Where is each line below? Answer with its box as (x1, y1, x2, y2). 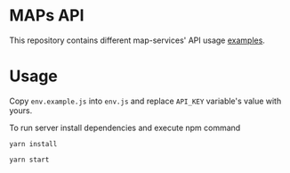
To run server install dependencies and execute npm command (9, 122, 241, 133)
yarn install (9, 139, 58, 148)
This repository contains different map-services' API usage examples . (9, 35, 265, 45)
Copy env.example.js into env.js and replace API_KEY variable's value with (9, 95, 282, 106)
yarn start (9, 155, 50, 164)
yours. (9, 104, 33, 116)
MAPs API (9, 5, 85, 26)
